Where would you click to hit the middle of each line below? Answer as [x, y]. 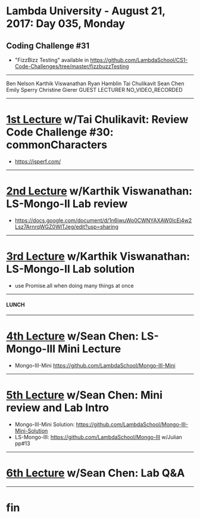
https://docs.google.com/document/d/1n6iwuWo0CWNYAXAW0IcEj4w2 [103, 220]
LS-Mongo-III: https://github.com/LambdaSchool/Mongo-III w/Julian [99, 437]
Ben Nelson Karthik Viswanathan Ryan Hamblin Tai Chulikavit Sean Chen [95, 84]
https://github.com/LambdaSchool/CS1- [139, 60]
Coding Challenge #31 [48, 46]
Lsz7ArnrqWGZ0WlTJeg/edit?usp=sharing [67, 226]
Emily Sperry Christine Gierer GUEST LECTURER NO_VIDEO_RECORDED [94, 90]
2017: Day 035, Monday [66, 24]
